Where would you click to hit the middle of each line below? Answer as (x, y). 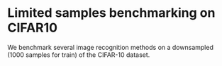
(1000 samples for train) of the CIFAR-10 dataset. (79, 55)
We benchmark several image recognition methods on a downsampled (111, 47)
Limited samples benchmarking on (111, 13)
